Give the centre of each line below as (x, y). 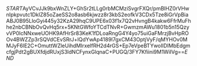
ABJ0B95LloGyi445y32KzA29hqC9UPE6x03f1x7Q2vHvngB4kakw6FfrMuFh (98, 21)
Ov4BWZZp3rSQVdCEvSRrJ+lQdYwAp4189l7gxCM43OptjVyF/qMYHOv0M (97, 39)
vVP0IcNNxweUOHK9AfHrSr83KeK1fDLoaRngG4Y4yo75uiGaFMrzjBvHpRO (98, 33)
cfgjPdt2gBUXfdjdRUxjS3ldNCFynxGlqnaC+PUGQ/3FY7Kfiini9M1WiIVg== (96, 52)
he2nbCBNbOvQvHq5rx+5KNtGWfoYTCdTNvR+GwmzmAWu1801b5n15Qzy (98, 27)
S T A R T (14, 8)
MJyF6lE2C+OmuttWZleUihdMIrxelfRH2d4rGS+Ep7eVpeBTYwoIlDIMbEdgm (98, 46)
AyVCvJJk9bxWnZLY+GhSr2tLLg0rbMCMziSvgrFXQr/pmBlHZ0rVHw (106, 8)
